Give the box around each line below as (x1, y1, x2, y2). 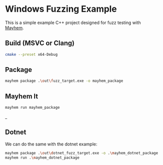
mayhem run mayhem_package (5, 105, 60, 110)
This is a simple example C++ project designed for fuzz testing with (5, 20, 141, 25)
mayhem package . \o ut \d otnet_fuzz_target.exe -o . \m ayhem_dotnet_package (5, 150, 159, 155)
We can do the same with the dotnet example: (5, 141, 98, 147)
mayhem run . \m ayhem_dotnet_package (5, 155, 80, 160)
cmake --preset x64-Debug (5, 52, 58, 57)
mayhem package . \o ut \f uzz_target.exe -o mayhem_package (5, 78, 123, 84)
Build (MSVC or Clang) (5, 39, 75, 47)
